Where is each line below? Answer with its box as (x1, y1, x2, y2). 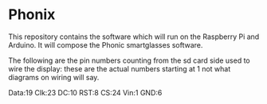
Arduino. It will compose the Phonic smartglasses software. (8, 40, 203, 49)
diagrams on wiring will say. (8, 72, 100, 82)
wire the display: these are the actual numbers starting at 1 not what (8, 64, 231, 73)
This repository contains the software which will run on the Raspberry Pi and (8, 32, 260, 41)
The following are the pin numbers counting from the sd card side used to (8, 56, 250, 65)
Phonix (8, 6, 56, 24)
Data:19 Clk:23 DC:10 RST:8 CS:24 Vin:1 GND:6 (8, 87, 163, 97)
